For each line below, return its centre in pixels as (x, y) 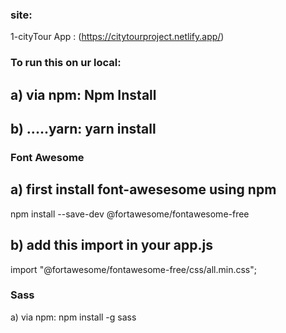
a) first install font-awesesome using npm (143, 189)
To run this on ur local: (66, 63)
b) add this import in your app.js (111, 245)
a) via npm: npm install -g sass (73, 317)
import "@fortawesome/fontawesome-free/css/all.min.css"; (133, 269)
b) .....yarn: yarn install (83, 129)
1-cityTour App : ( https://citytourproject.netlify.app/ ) (117, 37)
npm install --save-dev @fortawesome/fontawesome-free (130, 214)
